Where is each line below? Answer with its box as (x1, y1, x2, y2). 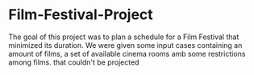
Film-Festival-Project (8, 6, 153, 24)
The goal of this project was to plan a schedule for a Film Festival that (8, 32, 239, 41)
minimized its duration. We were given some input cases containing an (8, 40, 243, 49)
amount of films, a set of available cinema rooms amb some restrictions (8, 49, 246, 58)
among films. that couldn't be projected (8, 57, 139, 67)
